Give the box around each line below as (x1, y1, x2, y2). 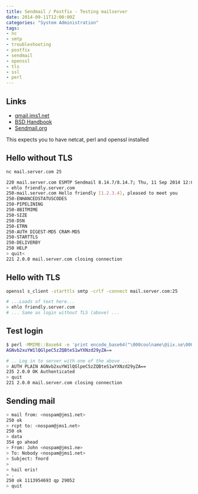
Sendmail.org (14, 125, 47, 132)
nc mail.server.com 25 (6, 169, 62, 175)
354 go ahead (6, 439, 38, 446)
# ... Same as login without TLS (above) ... (6, 310, 120, 316)
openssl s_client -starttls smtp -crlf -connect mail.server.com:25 (6, 288, 178, 294)
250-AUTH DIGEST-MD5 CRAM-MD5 (6, 228, 81, 235)
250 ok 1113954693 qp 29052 (6, 477, 75, 484)
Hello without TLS (6, 153, 73, 163)
